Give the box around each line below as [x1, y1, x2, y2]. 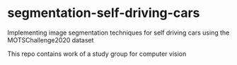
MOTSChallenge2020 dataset [7, 35, 94, 44]
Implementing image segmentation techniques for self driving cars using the [7, 28, 230, 37]
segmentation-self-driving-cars [7, 5, 200, 21]
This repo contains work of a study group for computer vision [7, 49, 187, 58]
